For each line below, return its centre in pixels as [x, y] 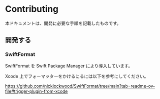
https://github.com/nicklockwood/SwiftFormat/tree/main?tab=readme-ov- [80, 86]
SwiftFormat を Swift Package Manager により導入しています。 [69, 66]
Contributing [32, 9]
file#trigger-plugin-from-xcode [36, 91]
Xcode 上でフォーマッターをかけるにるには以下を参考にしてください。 [77, 76]
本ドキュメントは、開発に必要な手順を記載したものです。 [63, 23]
